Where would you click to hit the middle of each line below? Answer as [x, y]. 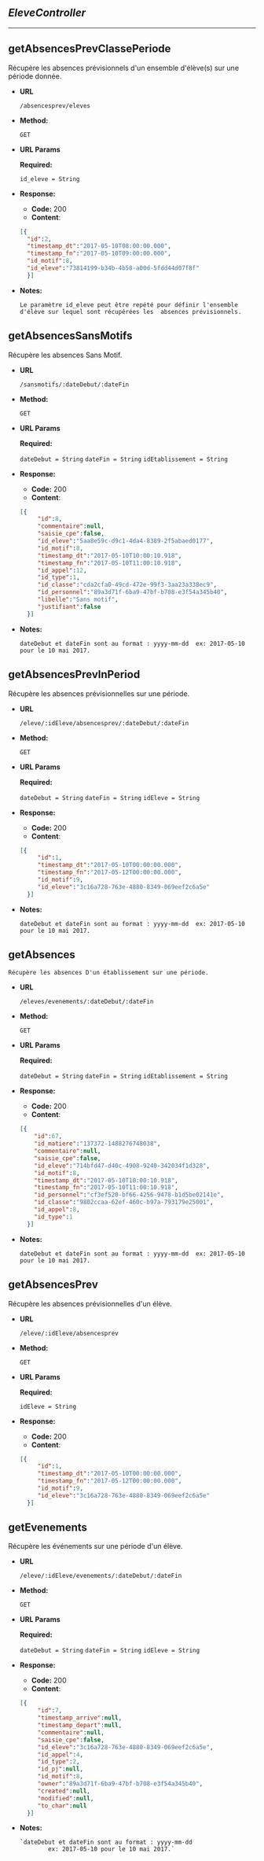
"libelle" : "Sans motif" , [78, 600]
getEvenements [48, 1528]
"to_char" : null [62, 1806]
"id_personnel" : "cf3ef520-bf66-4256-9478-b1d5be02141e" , [129, 1195]
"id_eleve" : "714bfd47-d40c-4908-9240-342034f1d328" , [122, 1166]
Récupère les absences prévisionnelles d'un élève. [90, 1303]
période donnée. [35, 76]
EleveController [47, 13]
